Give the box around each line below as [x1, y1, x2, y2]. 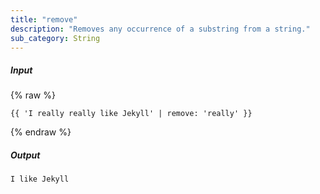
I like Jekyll [10, 174, 70, 185]
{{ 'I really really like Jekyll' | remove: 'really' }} [10, 109, 253, 119]
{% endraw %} [10, 126, 72, 138]
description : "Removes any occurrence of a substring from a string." [10, 24, 311, 34]
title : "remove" [10, 14, 78, 25]
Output [10, 149, 41, 161]
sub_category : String [10, 33, 101, 43]
